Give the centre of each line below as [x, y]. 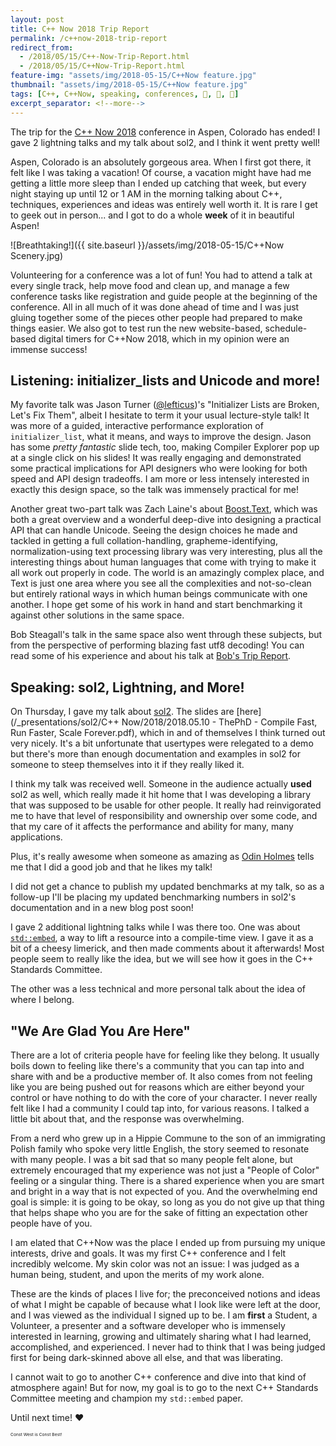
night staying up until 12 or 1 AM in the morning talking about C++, [146, 193]
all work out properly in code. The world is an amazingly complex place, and [167, 573]
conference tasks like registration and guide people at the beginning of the [164, 296]
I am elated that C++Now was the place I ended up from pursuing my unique [168, 1242]
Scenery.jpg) [37, 255]
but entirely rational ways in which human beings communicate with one [159, 594]
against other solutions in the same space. [97, 615]
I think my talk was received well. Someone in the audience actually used [161, 784]
